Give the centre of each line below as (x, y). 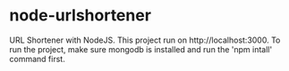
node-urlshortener (81, 16)
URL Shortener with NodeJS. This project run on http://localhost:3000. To (145, 40)
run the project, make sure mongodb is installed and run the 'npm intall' (141, 49)
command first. (37, 59)
